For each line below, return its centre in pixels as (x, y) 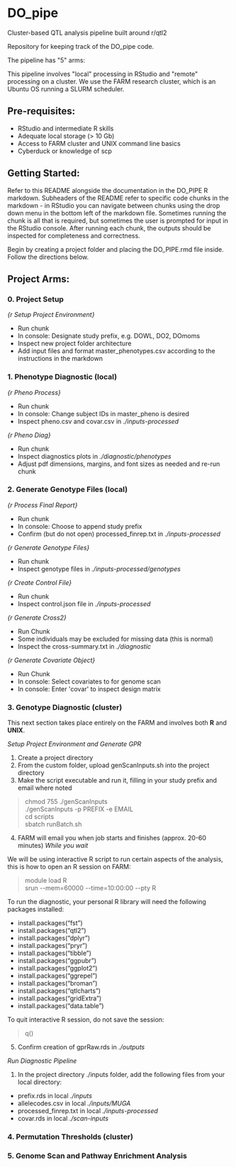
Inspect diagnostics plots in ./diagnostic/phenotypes (94, 456)
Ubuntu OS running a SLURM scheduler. (66, 89)
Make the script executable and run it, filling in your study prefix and (117, 781)
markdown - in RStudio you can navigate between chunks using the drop (114, 205)
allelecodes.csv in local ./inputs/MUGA (74, 1103)
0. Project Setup (35, 299)
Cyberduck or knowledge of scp (64, 151)
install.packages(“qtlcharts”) (59, 991)
